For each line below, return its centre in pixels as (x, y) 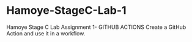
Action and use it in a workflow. (46, 33)
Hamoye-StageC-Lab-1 (66, 10)
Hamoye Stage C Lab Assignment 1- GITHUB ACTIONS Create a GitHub (96, 27)
